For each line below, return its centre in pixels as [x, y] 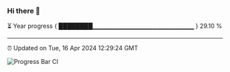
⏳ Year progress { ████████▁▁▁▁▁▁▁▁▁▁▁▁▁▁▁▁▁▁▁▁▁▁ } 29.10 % [115, 26]
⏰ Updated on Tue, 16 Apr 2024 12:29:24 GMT [73, 48]
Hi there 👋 [24, 11]
